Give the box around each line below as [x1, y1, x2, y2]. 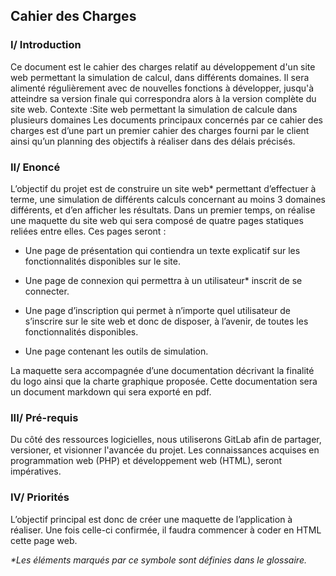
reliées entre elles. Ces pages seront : [10, 225, 167, 237]
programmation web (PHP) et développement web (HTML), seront [10, 455, 283, 467]
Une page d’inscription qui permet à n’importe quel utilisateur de [24, 304, 291, 316]
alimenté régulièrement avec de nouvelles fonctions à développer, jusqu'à [10, 82, 315, 94]
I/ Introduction [10, 38, 82, 52]
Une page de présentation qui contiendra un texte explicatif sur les [24, 244, 301, 256]
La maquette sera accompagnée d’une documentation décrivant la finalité [10, 364, 315, 376]
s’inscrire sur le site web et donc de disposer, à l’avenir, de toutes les [24, 315, 309, 327]
